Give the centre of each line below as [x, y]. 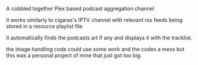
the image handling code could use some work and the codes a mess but [95, 49]
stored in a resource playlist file [44, 26]
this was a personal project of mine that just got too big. [74, 55]
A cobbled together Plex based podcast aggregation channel [80, 9]
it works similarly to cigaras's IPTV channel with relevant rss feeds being [95, 20]
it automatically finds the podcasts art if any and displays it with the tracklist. [99, 38]
